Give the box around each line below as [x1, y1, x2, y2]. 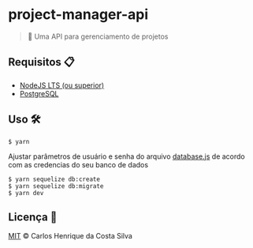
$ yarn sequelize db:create [8, 175, 101, 183]
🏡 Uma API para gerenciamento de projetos [27, 32, 169, 41]
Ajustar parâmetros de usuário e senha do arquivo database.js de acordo [8, 152, 246, 161]
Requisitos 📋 [8, 55, 75, 69]
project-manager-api [8, 6, 149, 24]
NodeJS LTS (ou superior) [19, 81, 105, 90]
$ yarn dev [8, 189, 44, 197]
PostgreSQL [19, 88, 59, 98]
